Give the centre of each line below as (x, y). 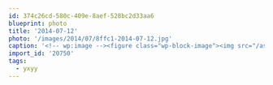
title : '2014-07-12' (43, 31)
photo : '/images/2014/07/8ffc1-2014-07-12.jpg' (91, 38)
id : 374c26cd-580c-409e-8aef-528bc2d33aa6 (81, 16)
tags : (17, 62)
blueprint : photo (38, 23)
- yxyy (27, 69)
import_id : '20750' (41, 53)
